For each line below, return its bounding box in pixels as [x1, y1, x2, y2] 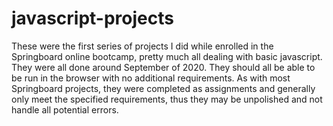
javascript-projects [11, 7, 174, 30]
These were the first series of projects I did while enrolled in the [11, 40, 274, 52]
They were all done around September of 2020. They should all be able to [11, 61, 316, 73]
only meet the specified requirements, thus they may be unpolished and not [11, 93, 323, 105]
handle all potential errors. [11, 103, 119, 116]
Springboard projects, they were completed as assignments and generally [11, 82, 316, 94]
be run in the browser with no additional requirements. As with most [11, 72, 291, 84]
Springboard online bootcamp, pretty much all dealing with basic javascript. [11, 50, 323, 62]
